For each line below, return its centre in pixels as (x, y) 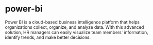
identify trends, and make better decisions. (48, 37)
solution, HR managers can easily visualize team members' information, (76, 32)
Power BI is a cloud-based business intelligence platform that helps (72, 22)
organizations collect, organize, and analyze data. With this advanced (75, 27)
